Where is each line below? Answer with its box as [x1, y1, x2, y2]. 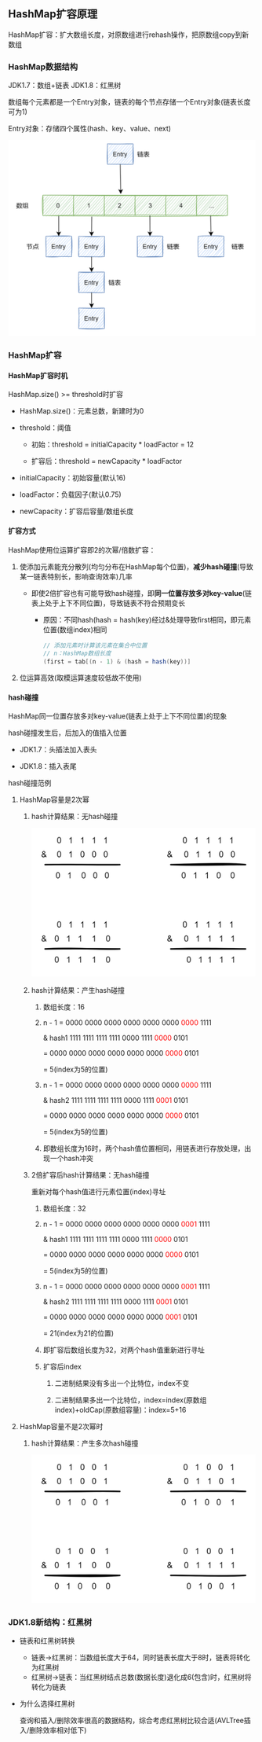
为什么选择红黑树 [19, 1699, 75, 1708]
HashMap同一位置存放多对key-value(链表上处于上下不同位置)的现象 [8, 711, 227, 721]
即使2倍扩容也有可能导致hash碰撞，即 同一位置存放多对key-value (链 [31, 588, 253, 597]
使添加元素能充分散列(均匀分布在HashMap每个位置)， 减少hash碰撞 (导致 [19, 561, 253, 571]
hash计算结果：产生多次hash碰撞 [31, 1438, 139, 1448]
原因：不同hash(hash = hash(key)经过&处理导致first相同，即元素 [42, 615, 252, 624]
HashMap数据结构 [8, 61, 78, 72]
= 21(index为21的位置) [42, 1328, 114, 1338]
